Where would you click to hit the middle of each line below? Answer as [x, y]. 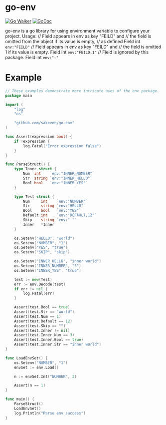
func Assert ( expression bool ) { [39, 137]
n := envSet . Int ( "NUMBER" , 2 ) [46, 376]
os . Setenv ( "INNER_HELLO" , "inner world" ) [58, 261]
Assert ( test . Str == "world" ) [44, 312]
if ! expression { [32, 141]
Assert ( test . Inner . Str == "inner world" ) [58, 344]
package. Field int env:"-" [32, 57]
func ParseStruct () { [28, 164]
